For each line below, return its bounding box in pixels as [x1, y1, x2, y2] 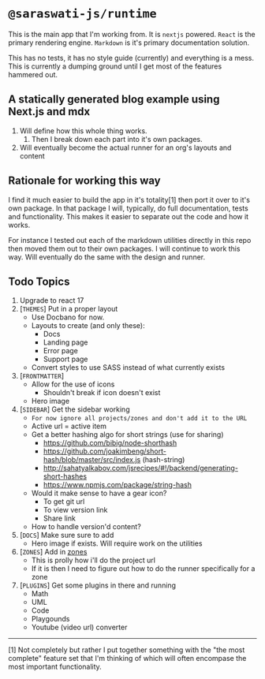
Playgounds [31, 614, 70, 624]
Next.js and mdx [8, 105, 91, 118]
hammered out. [8, 69, 58, 79]
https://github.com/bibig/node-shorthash [43, 438, 177, 448]
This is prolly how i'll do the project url [31, 555, 156, 565]
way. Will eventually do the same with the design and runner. [8, 252, 206, 262]
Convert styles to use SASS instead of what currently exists [31, 363, 226, 372]
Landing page [43, 338, 88, 347]
